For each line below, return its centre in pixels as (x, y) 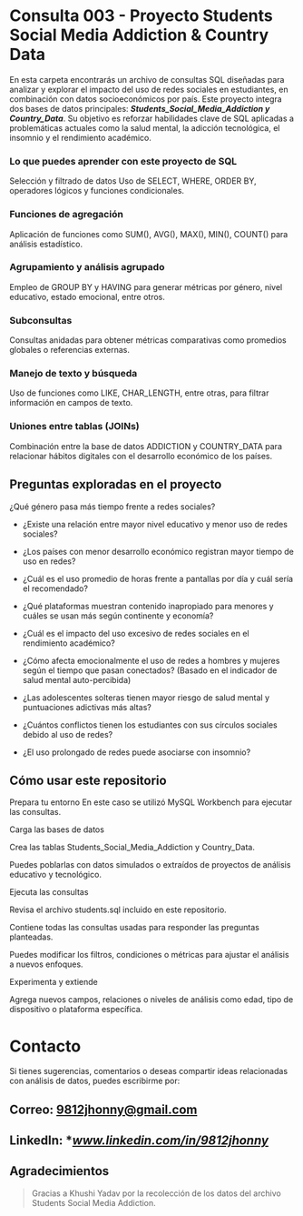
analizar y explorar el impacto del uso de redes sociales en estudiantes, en (149, 89)
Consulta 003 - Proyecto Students (142, 16)
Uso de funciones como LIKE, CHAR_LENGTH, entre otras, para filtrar (139, 393)
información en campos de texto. (71, 403)
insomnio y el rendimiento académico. (80, 137)
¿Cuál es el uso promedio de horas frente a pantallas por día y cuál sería (157, 578)
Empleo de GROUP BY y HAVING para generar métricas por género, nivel (146, 286)
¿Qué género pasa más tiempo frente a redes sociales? (112, 507)
